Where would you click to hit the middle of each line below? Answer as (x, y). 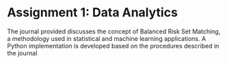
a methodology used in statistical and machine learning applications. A (107, 38)
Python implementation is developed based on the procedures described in (113, 46)
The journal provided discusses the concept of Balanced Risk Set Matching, (114, 31)
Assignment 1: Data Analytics (92, 13)
